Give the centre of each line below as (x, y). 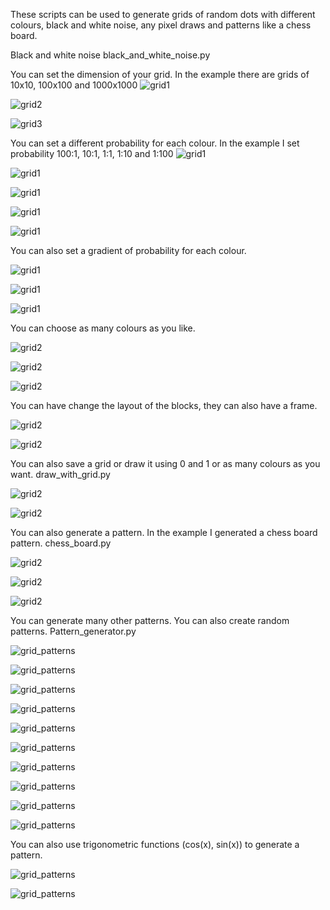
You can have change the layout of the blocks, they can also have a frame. (164, 405)
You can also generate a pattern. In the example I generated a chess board (164, 532)
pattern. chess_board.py (61, 543)
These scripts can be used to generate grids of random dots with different (163, 14)
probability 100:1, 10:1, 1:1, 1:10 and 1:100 (92, 153)
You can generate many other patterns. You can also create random (150, 620)
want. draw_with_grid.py (60, 474)
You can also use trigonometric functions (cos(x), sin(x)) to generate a (155, 844)
